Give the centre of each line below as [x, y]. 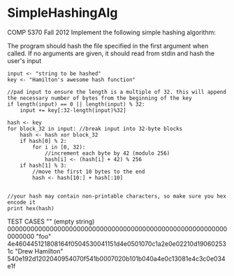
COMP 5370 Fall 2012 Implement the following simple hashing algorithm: [112, 32]
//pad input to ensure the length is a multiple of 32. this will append [117, 92]
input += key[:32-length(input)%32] [73, 110]
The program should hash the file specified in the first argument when [108, 46]
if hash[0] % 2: [44, 141]
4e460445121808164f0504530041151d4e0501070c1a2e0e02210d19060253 [117, 244]
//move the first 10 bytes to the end [89, 172]
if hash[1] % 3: [44, 165]
